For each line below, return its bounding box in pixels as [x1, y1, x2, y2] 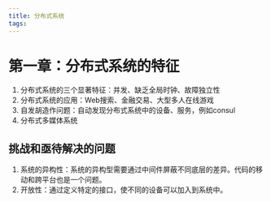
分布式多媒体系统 [20, 115, 78, 126]
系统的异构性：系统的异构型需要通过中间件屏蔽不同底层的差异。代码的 [20, 165, 256, 174]
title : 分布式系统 [8, 11, 65, 20]
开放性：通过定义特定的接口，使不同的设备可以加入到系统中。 [20, 185, 228, 195]
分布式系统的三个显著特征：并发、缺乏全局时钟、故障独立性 [20, 85, 221, 95]
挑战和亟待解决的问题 [8, 141, 116, 155]
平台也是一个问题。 [42, 175, 107, 185]
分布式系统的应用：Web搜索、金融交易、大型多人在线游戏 [20, 95, 214, 105]
